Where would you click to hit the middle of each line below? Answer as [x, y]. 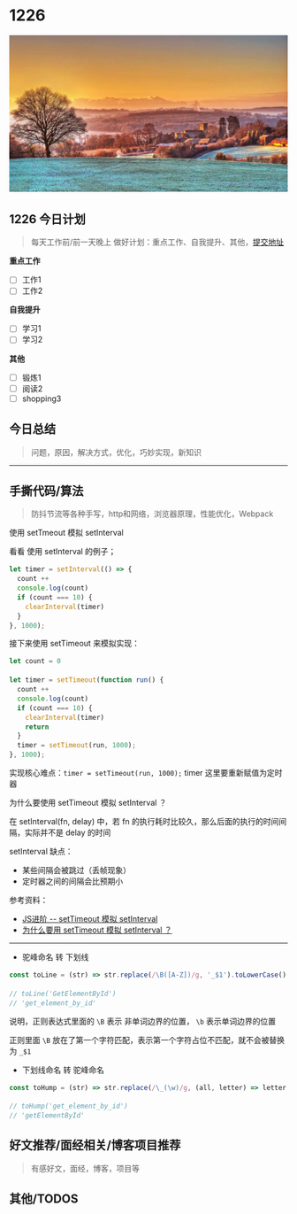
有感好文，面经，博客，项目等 [85, 1168]
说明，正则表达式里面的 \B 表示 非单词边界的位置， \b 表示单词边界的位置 [143, 1021]
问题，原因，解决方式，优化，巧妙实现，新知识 [116, 452]
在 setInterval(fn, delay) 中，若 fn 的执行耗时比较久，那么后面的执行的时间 [144, 822]
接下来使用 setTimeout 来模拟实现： [74, 644]
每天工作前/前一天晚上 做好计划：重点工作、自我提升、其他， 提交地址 [157, 242]
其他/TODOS [44, 1199]
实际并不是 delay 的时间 [68, 832]
